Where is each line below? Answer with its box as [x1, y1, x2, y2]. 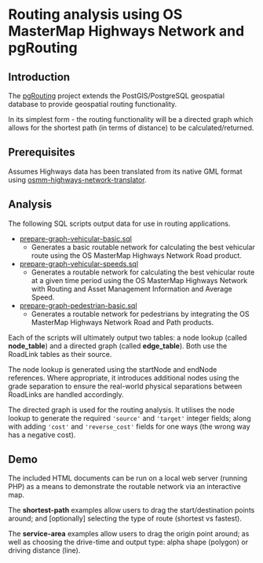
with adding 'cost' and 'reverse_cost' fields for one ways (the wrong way [8, 421, 250, 431]
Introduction [8, 70, 71, 83]
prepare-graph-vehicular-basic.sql [19, 234, 132, 243]
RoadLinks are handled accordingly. [8, 389, 124, 399]
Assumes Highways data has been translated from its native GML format [8, 167, 243, 176]
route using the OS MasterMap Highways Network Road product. [31, 250, 242, 260]
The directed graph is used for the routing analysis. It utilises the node [8, 405, 236, 414]
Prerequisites [8, 145, 75, 159]
